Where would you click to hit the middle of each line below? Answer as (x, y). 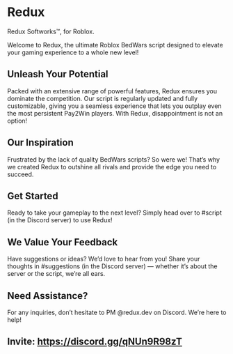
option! (17, 121)
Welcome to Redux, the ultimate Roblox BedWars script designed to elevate (115, 45)
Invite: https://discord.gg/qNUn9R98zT (95, 342)
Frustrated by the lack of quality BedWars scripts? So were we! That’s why (114, 159)
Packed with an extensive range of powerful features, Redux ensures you (112, 91)
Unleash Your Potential (58, 74)
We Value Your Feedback (63, 242)
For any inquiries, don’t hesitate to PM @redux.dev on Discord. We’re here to (117, 312)
